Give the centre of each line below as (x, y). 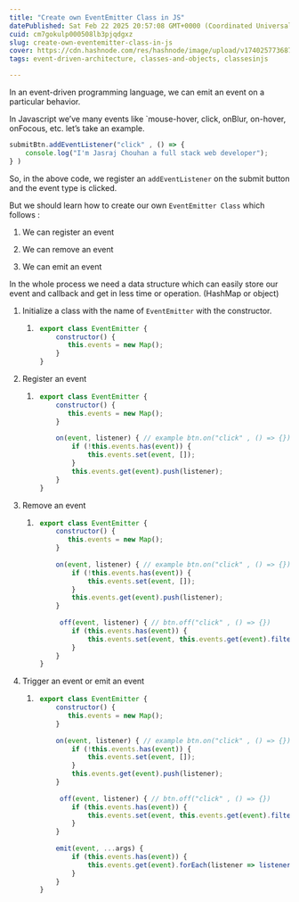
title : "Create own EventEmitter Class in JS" (97, 17)
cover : (21, 51)
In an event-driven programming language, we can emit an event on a (137, 92)
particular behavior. (45, 102)
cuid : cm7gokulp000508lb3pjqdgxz (71, 34)
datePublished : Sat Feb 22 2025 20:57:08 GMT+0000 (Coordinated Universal (151, 26)
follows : (24, 214)
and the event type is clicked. (63, 187)
